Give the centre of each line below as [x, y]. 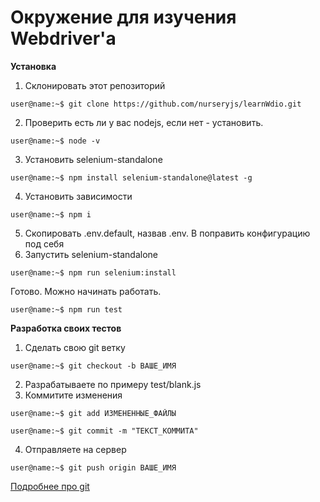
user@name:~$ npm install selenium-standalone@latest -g [131, 177]
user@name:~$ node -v [55, 141]
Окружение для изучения [123, 17]
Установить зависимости [78, 196]
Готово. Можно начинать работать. [86, 291]
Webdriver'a [63, 38]
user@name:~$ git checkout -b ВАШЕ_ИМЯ [93, 366]
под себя [44, 243]
